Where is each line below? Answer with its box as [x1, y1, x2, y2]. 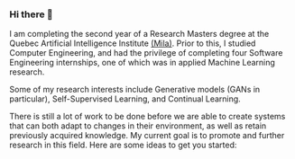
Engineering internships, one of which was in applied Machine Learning [9, 57, 275, 68]
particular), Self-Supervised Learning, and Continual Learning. [9, 93, 241, 104]
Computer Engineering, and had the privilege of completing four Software [9, 48, 283, 58]
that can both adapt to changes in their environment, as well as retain [9, 120, 267, 131]
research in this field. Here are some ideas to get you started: [9, 139, 237, 151]
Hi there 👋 [9, 8, 54, 21]
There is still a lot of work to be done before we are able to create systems [9, 111, 286, 122]
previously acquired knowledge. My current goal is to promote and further [9, 130, 285, 141]
